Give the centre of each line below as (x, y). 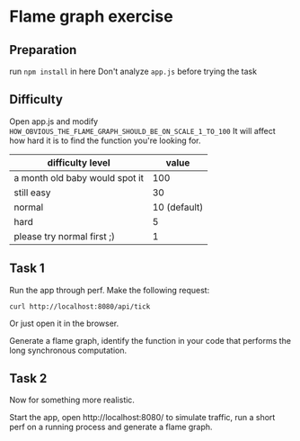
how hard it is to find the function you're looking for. (105, 140)
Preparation (43, 50)
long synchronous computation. (68, 350)
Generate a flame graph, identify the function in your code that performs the (150, 340)
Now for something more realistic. (72, 400)
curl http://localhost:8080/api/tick (80, 306)
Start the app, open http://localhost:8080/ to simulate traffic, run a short (142, 418)
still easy (32, 193)
